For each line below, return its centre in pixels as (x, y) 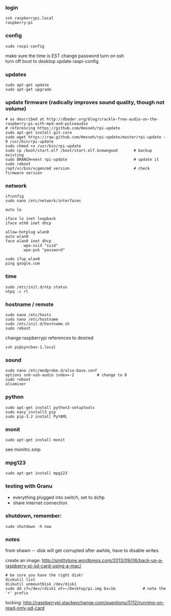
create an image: (23, 560)
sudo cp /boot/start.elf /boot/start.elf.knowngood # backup (79, 151)
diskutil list (20, 580)
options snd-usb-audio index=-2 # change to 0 (66, 375)
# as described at (25, 119)
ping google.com (23, 263)
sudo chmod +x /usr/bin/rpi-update (43, 146)
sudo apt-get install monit (35, 440)
